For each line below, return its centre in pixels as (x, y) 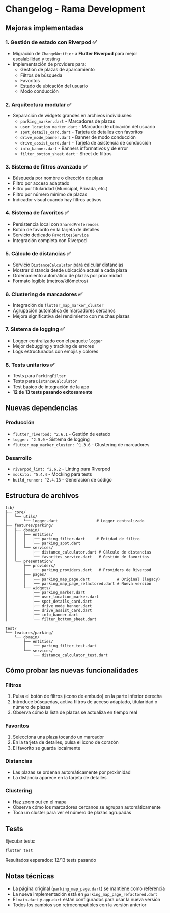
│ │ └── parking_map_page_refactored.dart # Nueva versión (78, 583)
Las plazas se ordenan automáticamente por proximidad (72, 772)
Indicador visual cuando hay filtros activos (57, 200)
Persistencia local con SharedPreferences (56, 224)
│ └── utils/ (21, 516)
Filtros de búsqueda (41, 75)
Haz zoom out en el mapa (39, 802)
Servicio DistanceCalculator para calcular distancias (68, 265)
